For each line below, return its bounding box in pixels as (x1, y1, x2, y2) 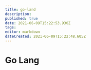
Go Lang (5, 55, 40, 66)
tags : (5, 25, 16, 30)
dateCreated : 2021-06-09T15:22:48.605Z (5, 34, 86, 39)
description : (5, 12, 32, 16)
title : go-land (5, 7, 36, 12)
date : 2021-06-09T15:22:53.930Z (5, 20, 71, 26)
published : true (5, 16, 38, 21)
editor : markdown (5, 29, 40, 34)
